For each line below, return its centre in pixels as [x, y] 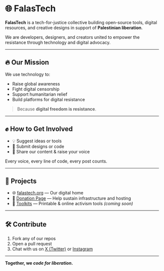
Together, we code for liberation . [39, 263]
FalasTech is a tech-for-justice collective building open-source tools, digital [81, 22]
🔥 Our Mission [27, 63]
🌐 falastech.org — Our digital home [48, 193]
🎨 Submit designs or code [38, 146]
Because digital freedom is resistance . [57, 109]
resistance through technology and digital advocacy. [58, 42]
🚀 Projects [21, 181]
